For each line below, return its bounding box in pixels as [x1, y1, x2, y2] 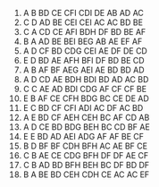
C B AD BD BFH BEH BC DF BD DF [22, 160, 150, 170]
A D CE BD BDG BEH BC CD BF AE [22, 122, 150, 132]
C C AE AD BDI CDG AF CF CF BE [22, 84, 146, 94]
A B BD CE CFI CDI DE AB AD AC [22, 8, 144, 18]
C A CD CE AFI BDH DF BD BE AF [22, 27, 146, 37]
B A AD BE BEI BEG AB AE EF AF [22, 36, 143, 47]
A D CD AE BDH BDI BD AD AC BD [22, 74, 149, 84]
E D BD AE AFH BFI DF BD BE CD [22, 55, 146, 65]
